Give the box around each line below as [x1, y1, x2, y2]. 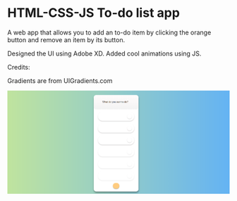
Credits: [7, 63, 30, 71]
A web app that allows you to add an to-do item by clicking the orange [7, 28, 212, 37]
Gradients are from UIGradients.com [7, 76, 113, 85]
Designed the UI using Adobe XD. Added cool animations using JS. [7, 49, 202, 58]
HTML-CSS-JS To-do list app [7, 5, 180, 21]
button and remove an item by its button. [7, 35, 126, 44]
